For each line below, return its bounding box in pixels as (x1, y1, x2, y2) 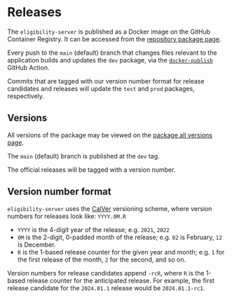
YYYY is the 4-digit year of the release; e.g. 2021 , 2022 (17, 225, 170, 233)
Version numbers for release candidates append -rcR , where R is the (7, 269, 205, 277)
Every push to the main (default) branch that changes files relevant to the (7, 48, 217, 57)
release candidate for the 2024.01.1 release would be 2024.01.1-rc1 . (7, 283, 205, 292)
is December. (17, 240, 56, 249)
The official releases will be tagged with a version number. (7, 165, 176, 174)
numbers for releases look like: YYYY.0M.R (7, 212, 126, 220)
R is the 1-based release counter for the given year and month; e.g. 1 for (17, 248, 225, 256)
